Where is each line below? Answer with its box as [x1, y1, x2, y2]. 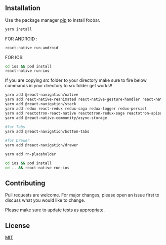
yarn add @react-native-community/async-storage [5, 115, 107, 121]
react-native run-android [5, 45, 58, 50]
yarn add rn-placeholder [5, 151, 56, 157]
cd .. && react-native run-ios [5, 165, 70, 170]
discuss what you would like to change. [5, 197, 85, 203]
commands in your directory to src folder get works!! [5, 83, 113, 89]
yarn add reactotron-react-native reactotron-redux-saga [5, 111, 125, 116]
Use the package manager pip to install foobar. [5, 17, 100, 23]
